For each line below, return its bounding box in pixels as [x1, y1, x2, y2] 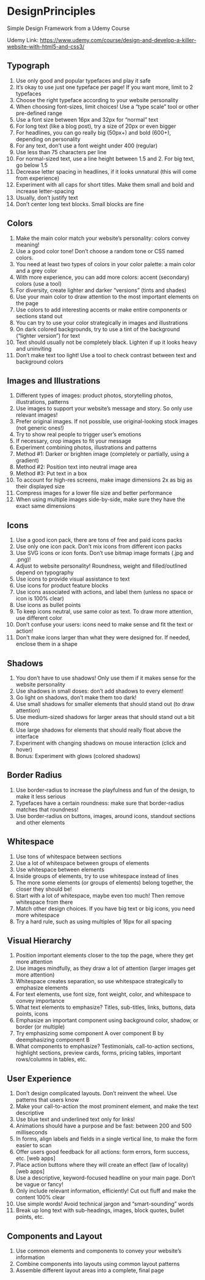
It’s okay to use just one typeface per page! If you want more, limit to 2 [15, 83, 193, 91]
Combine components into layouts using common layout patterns [15, 1260, 180, 1268]
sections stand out [15, 312, 63, 319]
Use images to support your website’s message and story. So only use [15, 405, 193, 412]
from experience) [15, 174, 60, 182]
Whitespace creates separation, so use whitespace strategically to [15, 978, 184, 985]
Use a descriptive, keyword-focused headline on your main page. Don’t [15, 1174, 196, 1181]
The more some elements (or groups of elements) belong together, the [15, 879, 194, 886]
